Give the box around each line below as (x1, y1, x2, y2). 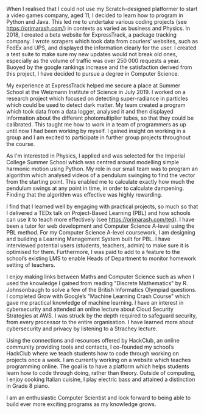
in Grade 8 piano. (6, 382, 50, 390)
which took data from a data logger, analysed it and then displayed (6, 108, 174, 115)
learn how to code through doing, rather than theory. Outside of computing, (6, 369, 196, 376)
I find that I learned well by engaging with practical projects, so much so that (6, 203, 199, 210)
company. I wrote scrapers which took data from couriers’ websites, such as (6, 38, 199, 45)
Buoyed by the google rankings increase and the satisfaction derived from (6, 64, 192, 71)
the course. (6, 140, 35, 147)
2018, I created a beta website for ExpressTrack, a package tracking (6, 31, 177, 38)
